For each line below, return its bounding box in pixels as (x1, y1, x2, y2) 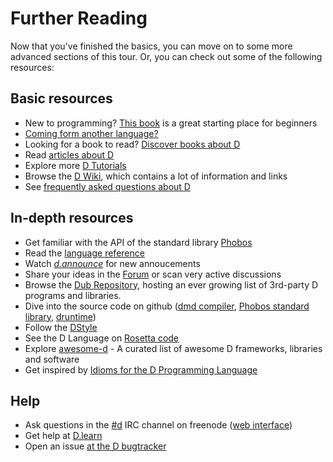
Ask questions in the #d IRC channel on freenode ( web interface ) (24, 419, 293, 431)
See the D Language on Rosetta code (24, 332, 180, 344)
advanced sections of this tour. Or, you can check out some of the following (10, 50, 323, 62)
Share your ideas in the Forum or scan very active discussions (24, 268, 282, 280)
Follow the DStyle (24, 321, 98, 333)
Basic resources (10, 90, 113, 107)
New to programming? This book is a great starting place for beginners (24, 117, 318, 129)
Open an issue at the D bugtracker (24, 440, 167, 452)
